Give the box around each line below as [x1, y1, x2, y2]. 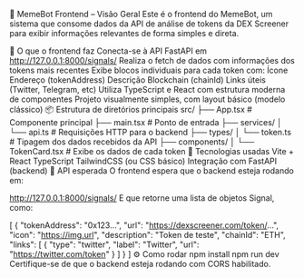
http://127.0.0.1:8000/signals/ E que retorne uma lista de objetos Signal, [9, 193, 275, 204]
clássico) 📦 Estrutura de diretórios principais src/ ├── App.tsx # [9, 104, 252, 114]
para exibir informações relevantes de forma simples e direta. [9, 28, 240, 38]
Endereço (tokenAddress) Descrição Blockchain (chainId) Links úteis [9, 74, 266, 85]
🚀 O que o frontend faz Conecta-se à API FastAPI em [9, 45, 207, 56]
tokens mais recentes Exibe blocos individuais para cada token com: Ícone [9, 65, 289, 75]
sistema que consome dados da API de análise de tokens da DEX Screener [9, 18, 289, 29]
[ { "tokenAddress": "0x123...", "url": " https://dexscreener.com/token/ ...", [9, 220, 279, 231]
